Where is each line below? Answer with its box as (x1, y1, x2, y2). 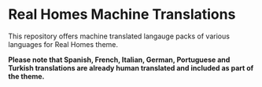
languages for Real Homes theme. (8, 39, 119, 49)
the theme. (8, 71, 45, 81)
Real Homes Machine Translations (8, 5, 236, 24)
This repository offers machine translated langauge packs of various (8, 31, 231, 41)
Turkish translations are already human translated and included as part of (8, 63, 254, 72)
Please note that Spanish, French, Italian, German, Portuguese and (8, 55, 231, 64)
